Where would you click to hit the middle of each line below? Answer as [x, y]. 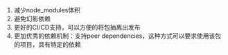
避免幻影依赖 [32, 19]
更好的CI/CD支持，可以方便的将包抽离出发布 [77, 27]
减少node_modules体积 [47, 10]
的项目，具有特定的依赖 [47, 44]
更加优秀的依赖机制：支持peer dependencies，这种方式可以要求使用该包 [117, 36]
